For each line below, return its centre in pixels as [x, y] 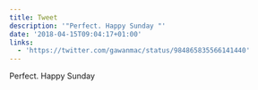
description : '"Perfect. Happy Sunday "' [88, 26]
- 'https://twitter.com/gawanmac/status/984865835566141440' [134, 51]
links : [21, 42]
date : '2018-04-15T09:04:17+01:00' [76, 34]
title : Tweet [34, 17]
